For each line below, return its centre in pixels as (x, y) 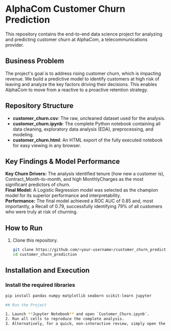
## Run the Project (26, 305)
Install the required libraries (40, 285)
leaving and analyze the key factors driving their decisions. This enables (81, 84)
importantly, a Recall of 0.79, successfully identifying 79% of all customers (84, 206)
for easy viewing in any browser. (47, 145)
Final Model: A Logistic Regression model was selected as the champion (82, 190)
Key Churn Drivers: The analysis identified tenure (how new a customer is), (85, 174)
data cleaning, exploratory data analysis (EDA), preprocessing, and (83, 129)
